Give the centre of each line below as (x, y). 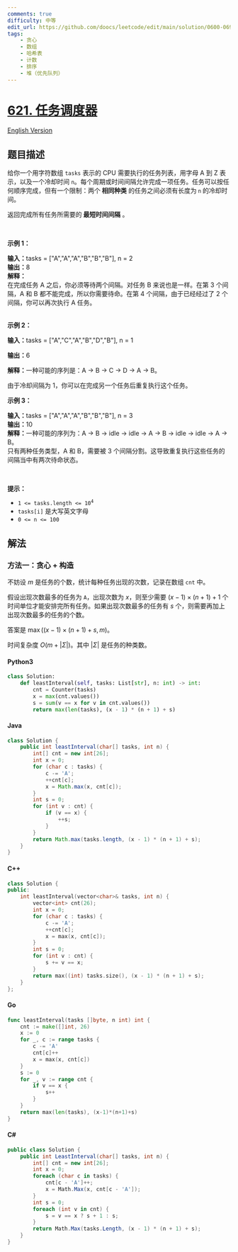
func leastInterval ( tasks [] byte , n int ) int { (79, 1020)
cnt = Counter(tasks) (65, 689)
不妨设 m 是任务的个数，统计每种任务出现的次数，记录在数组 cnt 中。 (108, 582)
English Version (30, 130)
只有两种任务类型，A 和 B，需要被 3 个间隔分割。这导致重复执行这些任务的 (116, 451)
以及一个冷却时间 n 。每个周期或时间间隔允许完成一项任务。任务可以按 (121, 182)
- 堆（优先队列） (42, 73)
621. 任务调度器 (52, 110)
